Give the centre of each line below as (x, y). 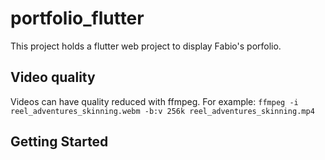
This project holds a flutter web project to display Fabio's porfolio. (146, 46)
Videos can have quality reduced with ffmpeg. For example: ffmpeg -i (154, 101)
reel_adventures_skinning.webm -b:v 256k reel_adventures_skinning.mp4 (162, 111)
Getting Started (59, 142)
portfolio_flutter (77, 18)
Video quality (53, 77)
